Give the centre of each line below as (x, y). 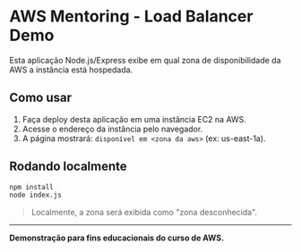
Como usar (41, 98)
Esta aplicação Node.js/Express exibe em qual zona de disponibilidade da (145, 60)
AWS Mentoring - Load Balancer (131, 17)
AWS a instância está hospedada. (71, 70)
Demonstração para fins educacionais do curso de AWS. (117, 238)
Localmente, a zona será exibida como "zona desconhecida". (144, 213)
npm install (31, 187)
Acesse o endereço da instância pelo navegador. (112, 129)
